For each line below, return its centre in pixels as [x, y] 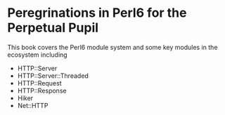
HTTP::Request [39, 83]
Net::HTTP [33, 105]
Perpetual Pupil [53, 28]
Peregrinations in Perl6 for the [97, 13]
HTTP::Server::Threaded [53, 76]
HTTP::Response [42, 90]
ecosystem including [38, 55]
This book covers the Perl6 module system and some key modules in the [112, 47]
